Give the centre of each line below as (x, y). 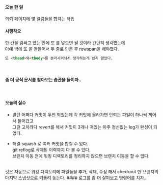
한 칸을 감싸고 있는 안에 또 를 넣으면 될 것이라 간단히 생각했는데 (65, 43)
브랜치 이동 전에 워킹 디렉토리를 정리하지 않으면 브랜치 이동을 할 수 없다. (81, 156)
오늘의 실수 (15, 103)
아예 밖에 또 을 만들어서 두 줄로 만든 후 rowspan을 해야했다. (62, 49)
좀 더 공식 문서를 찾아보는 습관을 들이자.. (43, 79)
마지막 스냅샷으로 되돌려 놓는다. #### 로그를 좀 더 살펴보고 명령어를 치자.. (76, 178)
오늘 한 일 (14, 7)
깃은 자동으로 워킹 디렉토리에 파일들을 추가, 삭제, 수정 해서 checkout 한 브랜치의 (82, 171)
